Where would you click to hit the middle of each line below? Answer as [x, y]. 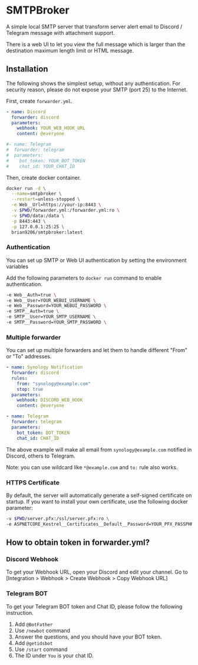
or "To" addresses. [29, 357]
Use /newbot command [42, 630]
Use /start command [41, 649]
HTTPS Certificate [33, 482]
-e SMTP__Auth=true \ [33, 311]
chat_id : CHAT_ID [38, 438]
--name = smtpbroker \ [37, 194]
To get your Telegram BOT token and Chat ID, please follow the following [94, 606]
